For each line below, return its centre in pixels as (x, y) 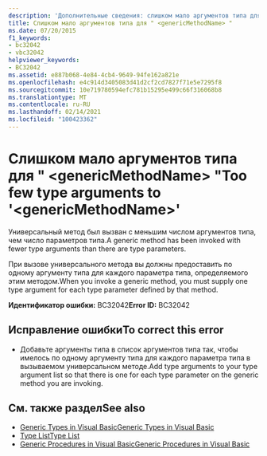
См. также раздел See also (77, 409)
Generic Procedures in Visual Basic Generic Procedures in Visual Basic (135, 444)
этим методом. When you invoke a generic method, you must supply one (128, 281)
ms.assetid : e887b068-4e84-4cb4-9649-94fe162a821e (94, 75)
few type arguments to (85, 193)
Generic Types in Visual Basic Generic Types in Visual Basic (117, 427)
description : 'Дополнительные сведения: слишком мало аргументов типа (128, 16)
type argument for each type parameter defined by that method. (113, 289)
